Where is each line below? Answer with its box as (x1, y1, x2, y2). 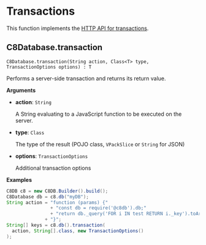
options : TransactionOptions (15, 152, 88, 160)
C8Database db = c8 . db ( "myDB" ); (6, 194, 89, 200)
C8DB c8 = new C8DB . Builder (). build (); (6, 188, 109, 194)
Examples (6, 176, 32, 183)
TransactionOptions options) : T (6, 64, 92, 70)
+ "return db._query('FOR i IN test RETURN (50, 211, 164, 217)
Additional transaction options (15, 164, 91, 171)
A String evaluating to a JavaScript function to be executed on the (15, 110, 182, 118)
